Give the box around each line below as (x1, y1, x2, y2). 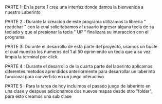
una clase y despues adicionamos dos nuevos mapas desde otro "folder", (5, 88, 153, 94)
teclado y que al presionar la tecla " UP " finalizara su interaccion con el (5, 29, 149, 35)
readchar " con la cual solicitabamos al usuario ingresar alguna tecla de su (5, 24, 155, 30)
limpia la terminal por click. (5, 54, 59, 60)
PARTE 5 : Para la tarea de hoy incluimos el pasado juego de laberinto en (5, 83, 151, 89)
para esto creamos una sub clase (5, 93, 72, 99)
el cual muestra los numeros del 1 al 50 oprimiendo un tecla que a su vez (5, 49, 151, 54)
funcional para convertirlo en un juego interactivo (5, 74, 104, 79)
